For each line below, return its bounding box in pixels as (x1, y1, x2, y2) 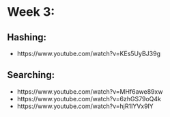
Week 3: (7, 4, 55, 20)
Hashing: (7, 31, 46, 43)
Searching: (7, 69, 55, 81)
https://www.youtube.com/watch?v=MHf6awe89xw (16, 87, 163, 96)
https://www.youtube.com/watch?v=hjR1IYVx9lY (16, 102, 154, 110)
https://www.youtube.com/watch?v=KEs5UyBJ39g (16, 49, 160, 57)
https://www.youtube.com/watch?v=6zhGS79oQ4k (16, 94, 162, 103)
